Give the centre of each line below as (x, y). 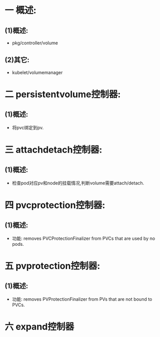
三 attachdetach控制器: (54, 150)
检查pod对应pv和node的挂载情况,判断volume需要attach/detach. (78, 183)
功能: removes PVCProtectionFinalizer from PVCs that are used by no (84, 238)
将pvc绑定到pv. (28, 127)
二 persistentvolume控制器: (63, 94)
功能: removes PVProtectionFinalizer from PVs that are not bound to (82, 299)
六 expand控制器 (39, 327)
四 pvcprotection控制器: (55, 205)
